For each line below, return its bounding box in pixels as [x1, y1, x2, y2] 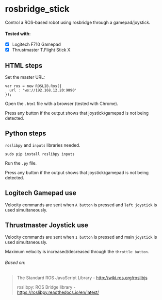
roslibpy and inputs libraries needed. [5, 142, 81, 148]
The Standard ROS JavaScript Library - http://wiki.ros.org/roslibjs [16, 275, 148, 281]
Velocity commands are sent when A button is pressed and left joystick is [5, 202, 157, 208]
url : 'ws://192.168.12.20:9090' [9, 88, 77, 93]
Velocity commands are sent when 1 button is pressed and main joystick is [5, 234, 157, 240]
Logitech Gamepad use [5, 189, 77, 197]
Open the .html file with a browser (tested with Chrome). [5, 101, 119, 106]
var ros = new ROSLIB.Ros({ [5, 84, 62, 88]
